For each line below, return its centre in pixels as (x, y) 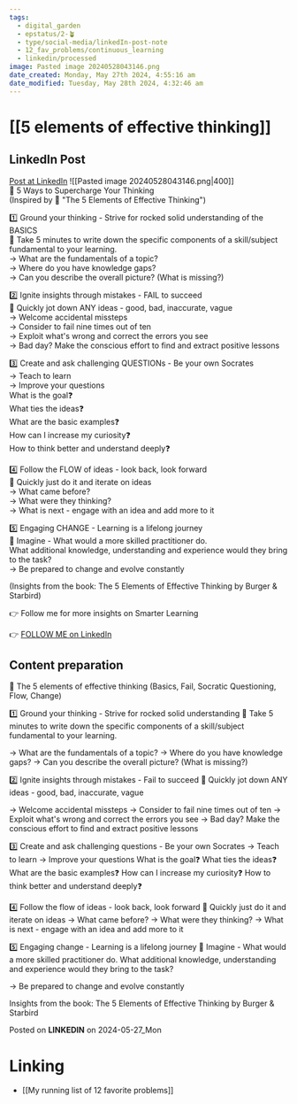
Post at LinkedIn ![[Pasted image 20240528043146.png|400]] (122, 181)
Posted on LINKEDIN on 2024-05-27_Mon (85, 1030)
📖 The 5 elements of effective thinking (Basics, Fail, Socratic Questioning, (143, 686)
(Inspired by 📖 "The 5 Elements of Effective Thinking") (107, 199)
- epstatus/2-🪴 (46, 34)
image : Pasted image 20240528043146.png (85, 67)
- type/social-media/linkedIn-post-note (92, 42)
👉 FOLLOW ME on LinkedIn (61, 634)
